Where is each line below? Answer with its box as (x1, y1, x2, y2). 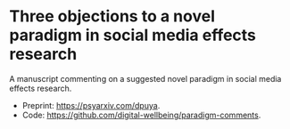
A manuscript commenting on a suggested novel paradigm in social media (9, 73, 282, 84)
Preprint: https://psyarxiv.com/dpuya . (21, 100, 161, 110)
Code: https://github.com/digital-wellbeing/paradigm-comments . (21, 109, 261, 120)
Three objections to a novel (9, 6, 216, 27)
